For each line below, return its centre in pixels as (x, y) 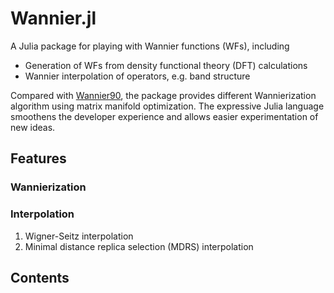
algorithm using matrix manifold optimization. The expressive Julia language (167, 106)
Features (38, 158)
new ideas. (33, 127)
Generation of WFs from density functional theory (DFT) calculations (166, 65)
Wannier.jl (53, 18)
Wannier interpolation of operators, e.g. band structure (137, 76)
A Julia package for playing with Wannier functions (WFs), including (150, 46)
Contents (40, 277)
